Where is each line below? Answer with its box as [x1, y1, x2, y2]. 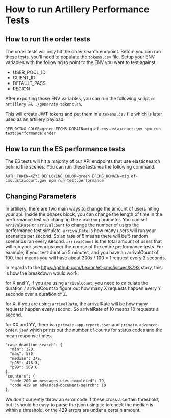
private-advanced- [120, 322, 160, 327]
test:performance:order [5, 131, 56, 136]
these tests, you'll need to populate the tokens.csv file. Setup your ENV [5, 54, 155, 60]
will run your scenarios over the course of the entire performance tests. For [5, 243, 164, 249]
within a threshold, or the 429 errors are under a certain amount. [5, 407, 141, 413]
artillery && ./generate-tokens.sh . [5, 101, 83, 107]
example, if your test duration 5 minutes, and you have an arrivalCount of [5, 249, 159, 255]
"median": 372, [10, 356, 42, 361]
